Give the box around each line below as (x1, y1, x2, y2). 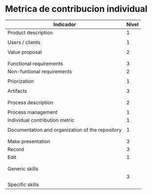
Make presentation (7, 138, 51, 144)
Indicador (53, 21, 76, 28)
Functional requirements (7, 60, 63, 67)
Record (7, 146, 24, 153)
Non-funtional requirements (7, 68, 72, 75)
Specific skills (7, 181, 39, 188)
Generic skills (7, 165, 38, 172)
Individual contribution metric (7, 117, 75, 123)
